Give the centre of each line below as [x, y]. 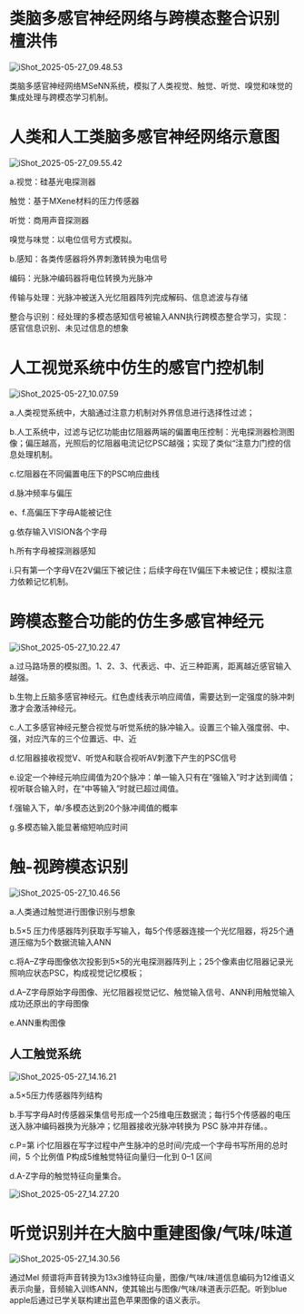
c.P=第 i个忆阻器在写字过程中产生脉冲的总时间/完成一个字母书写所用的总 [145, 1145]
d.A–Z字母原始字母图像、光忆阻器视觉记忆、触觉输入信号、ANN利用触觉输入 [152, 992]
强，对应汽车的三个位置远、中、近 [73, 738]
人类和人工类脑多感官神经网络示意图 [145, 137]
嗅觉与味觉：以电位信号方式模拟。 [73, 239]
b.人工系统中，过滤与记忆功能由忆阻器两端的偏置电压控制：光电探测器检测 [148, 431]
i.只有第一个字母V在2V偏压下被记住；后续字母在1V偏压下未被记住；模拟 [143, 570]
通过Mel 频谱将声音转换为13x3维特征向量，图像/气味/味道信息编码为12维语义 [152, 1278]
